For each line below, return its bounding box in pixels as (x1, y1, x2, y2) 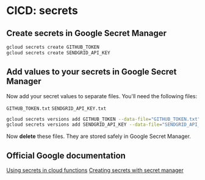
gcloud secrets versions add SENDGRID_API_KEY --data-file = (6, 121, 163, 128)
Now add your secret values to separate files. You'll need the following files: (6, 92, 198, 99)
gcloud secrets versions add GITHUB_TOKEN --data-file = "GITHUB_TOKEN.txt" (6, 116, 201, 122)
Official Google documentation (6, 150, 126, 160)
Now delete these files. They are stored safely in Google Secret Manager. (6, 132, 191, 140)
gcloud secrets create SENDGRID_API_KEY (6, 49, 111, 56)
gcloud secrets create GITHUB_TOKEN (6, 44, 99, 50)
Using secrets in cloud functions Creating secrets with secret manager (6, 167, 184, 174)
